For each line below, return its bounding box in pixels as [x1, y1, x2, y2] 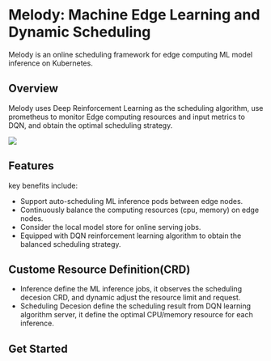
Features [8, 159, 54, 173]
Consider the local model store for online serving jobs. [19, 222, 201, 231]
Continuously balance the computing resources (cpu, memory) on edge [19, 205, 260, 214]
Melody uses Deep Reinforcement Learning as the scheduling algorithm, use [8, 103, 264, 113]
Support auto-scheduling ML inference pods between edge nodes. [19, 196, 243, 206]
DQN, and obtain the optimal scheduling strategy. [8, 120, 173, 130]
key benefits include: [8, 180, 78, 190]
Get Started [8, 342, 68, 355]
